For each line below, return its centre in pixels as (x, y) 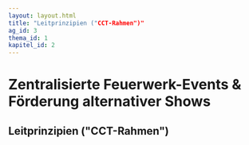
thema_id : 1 (28, 38)
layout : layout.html (43, 16)
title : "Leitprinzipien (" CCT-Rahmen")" (77, 23)
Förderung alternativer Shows (110, 102)
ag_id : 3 (23, 30)
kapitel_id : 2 (32, 45)
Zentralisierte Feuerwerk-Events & (125, 85)
